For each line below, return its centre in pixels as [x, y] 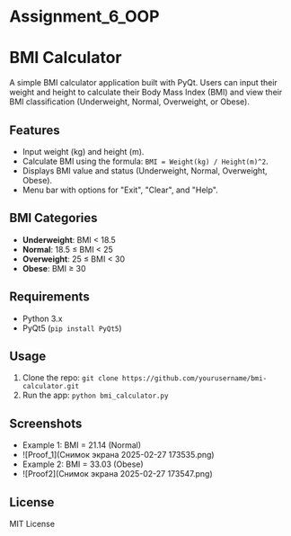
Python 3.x [42, 318]
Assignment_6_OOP [84, 17]
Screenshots [46, 423]
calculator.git [51, 387]
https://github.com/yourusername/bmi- [194, 379]
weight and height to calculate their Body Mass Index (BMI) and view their [146, 93]
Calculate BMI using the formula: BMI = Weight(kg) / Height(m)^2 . [145, 161]
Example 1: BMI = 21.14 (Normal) [82, 445]
